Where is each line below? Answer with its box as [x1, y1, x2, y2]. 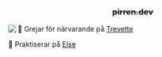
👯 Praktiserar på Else [8, 40, 77, 49]
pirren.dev [111, 6, 154, 17]
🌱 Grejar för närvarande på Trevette [17, 25, 134, 34]
